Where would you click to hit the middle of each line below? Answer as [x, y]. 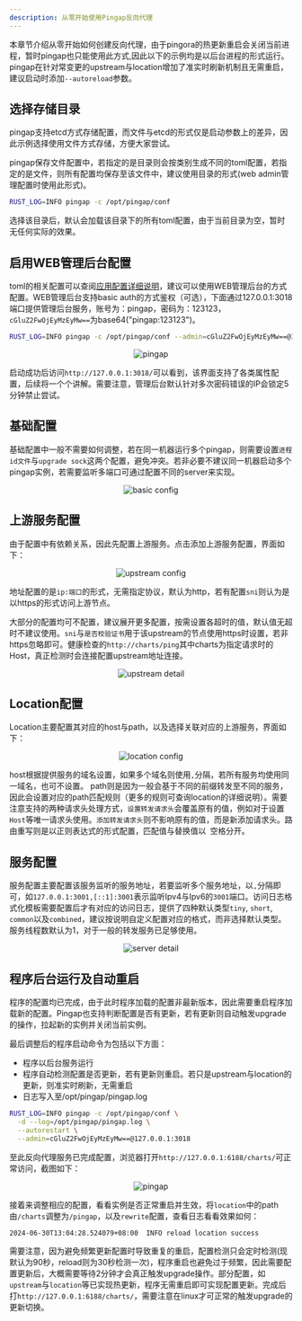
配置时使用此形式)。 [54, 185]
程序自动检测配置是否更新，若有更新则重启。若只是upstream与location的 [157, 1074]
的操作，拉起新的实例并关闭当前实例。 [80, 1024]
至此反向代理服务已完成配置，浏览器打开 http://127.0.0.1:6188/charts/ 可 [147, 1157]
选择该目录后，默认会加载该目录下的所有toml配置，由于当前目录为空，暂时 [147, 220]
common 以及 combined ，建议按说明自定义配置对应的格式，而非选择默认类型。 [148, 919]
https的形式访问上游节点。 [66, 602]
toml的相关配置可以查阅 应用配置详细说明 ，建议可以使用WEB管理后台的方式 [148, 286]
